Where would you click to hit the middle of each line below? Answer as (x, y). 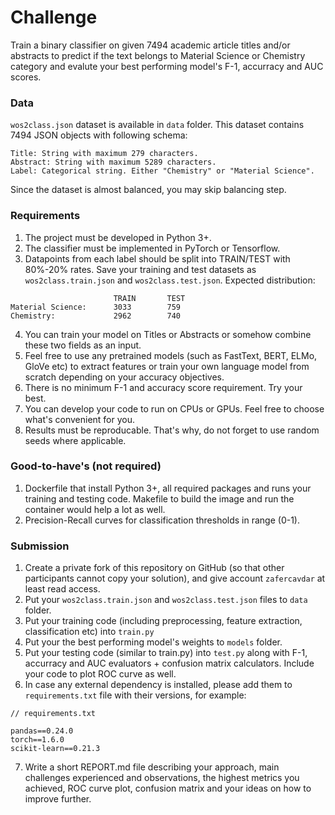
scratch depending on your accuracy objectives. (124, 377)
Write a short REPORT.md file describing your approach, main (152, 767)
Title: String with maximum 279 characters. (104, 154)
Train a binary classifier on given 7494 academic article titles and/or (150, 45)
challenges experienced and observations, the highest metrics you (162, 778)
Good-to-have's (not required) (86, 466)
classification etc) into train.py (89, 632)
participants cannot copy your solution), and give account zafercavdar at (175, 578)
